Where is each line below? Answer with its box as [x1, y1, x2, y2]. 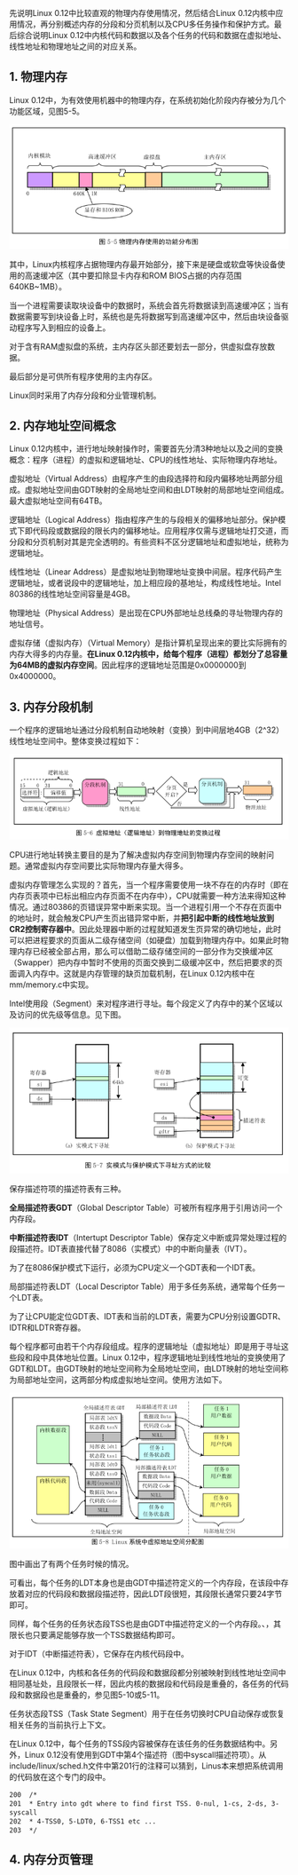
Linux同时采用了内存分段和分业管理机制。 [9, 390, 161, 400]
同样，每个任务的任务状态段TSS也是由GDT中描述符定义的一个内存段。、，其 [9, 1618, 282, 1629]
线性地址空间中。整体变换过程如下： [9, 736, 142, 747]
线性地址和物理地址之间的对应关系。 [9, 41, 142, 51]
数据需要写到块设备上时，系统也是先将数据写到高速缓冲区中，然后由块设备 [9, 311, 281, 321]
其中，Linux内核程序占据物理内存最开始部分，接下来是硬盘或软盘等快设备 [9, 258, 278, 269]
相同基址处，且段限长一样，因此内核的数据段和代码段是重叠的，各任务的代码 [9, 1678, 289, 1689]
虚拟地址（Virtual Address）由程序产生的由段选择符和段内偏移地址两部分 [9, 473, 276, 484]
